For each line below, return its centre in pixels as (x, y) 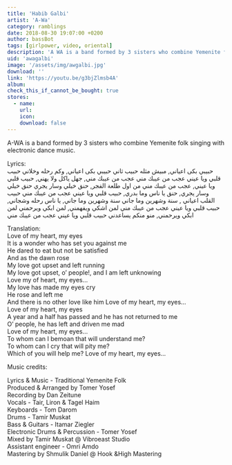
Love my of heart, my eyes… (48, 280)
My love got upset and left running (56, 265)
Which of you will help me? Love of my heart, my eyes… (87, 353)
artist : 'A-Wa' (29, 20)
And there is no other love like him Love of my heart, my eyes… (97, 302)
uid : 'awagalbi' (30, 59)
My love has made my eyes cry (51, 287)
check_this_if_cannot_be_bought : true (63, 91)
